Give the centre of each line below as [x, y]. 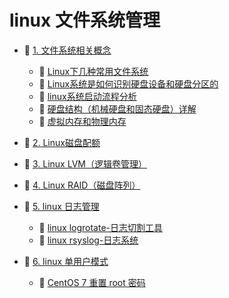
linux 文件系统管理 [85, 20]
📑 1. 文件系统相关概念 [67, 50]
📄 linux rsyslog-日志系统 [88, 240]
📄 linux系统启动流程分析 [87, 96]
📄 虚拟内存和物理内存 [82, 121]
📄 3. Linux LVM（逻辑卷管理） [85, 163]
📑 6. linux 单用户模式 [66, 261]
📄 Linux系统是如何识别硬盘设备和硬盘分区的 [128, 83]
